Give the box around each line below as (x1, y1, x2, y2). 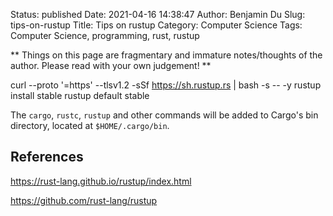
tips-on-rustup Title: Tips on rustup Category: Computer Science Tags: (10, 19, 303, 31)
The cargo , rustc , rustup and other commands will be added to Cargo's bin (10, 109, 319, 121)
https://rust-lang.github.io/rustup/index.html (10, 175, 192, 187)
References (10, 149, 84, 166)
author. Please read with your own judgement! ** (10, 60, 212, 71)
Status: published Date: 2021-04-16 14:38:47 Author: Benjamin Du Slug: (10, 9, 306, 20)
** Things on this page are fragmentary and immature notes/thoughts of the (10, 49, 323, 61)
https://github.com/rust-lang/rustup (10, 194, 158, 206)
